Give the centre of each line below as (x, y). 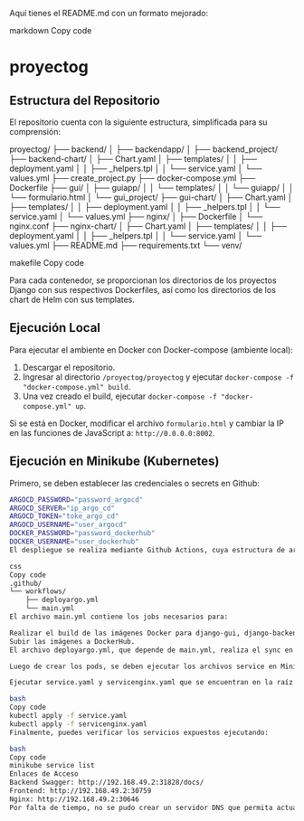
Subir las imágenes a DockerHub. (72, 641)
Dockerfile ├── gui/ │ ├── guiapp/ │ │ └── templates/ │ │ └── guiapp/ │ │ (152, 188)
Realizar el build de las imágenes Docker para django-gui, (125, 633)
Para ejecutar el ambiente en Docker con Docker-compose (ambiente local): (152, 349)
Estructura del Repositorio (85, 100)
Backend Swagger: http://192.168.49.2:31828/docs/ (107, 783)
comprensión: (35, 132)
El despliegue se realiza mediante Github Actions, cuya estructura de (147, 550)
